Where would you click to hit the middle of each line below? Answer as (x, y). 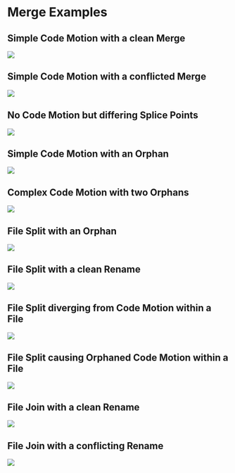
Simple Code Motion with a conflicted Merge (107, 77)
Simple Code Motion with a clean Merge (96, 38)
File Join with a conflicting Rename (85, 446)
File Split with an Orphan (62, 231)
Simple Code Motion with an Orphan (88, 154)
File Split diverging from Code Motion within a (109, 308)
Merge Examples (57, 12)
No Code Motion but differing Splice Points (103, 116)
